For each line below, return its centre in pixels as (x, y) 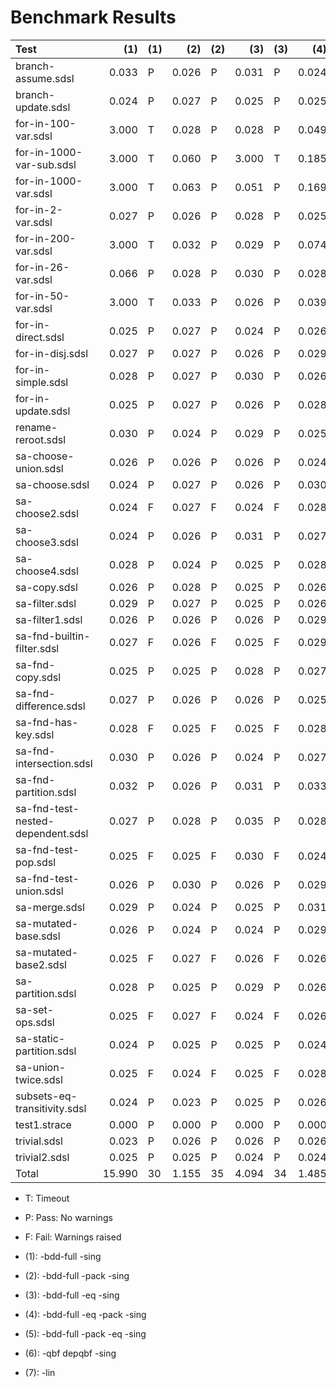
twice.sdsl (39, 1079)
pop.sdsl (36, 862)
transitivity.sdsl (51, 1108)
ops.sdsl (35, 1022)
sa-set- (35, 1009)
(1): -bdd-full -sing (63, 1256)
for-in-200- (46, 238)
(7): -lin (40, 1372)
